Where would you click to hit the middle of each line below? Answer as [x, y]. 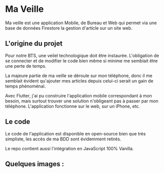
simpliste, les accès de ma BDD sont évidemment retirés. [63, 139]
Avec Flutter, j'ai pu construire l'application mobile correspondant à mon [79, 95]
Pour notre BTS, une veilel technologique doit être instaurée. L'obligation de [82, 55]
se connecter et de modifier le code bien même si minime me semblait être [82, 61]
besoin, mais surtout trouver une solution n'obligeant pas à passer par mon [82, 101]
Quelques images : [35, 164]
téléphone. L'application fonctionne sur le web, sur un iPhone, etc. [73, 106]
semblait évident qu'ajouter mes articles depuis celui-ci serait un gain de [79, 81]
